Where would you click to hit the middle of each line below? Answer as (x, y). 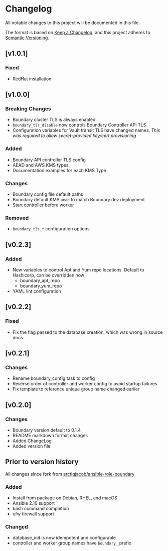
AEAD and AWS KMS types (40, 165)
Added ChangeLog (32, 441)
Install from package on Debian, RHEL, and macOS (65, 498)
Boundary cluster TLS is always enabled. (54, 120)
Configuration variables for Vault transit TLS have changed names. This (86, 130)
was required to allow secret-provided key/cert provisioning (74, 135)
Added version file (31, 446)
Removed (17, 218)
